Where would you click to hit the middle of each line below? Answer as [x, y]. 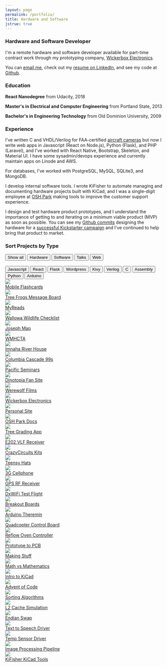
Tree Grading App [23, 432]
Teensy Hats [18, 463]
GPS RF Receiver [23, 483]
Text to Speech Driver [28, 628]
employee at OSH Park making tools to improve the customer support [77, 197]
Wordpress [76, 270]
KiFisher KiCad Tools [27, 659]
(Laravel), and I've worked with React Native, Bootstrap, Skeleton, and [77, 150]
